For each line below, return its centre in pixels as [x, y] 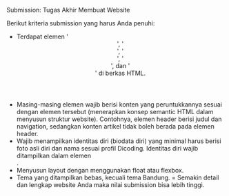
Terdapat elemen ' [42, 36]
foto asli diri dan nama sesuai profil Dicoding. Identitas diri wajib [107, 148]
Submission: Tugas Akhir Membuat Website [68, 10]
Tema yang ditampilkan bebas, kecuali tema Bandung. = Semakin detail [118, 177]
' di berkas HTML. [120, 73]
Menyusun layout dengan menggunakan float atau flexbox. [100, 170]
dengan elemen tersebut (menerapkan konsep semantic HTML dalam [115, 112]
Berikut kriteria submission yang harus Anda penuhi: [81, 23]
